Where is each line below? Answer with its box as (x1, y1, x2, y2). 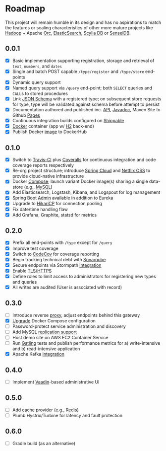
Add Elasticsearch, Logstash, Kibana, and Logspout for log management (12, 189, 161, 195)
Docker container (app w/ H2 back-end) (12, 123, 94, 129)
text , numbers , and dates (12, 63, 62, 69)
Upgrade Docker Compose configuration (12, 317, 96, 323)
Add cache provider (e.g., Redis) (12, 407, 79, 413)
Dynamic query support (12, 79, 61, 85)
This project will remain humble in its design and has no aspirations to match (5, 19, 162, 25)
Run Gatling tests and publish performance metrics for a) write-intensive (12, 340, 161, 346)
